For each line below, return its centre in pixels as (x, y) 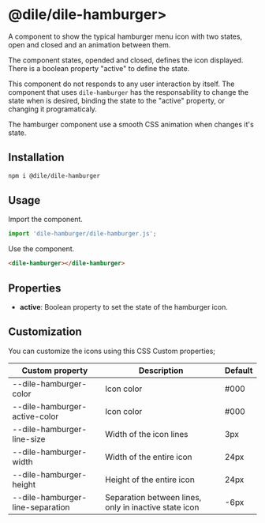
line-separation (41, 507)
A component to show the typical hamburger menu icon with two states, (125, 36)
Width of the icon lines (147, 434)
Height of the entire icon (150, 480)
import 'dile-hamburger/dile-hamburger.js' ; (82, 234)
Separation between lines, (153, 497)
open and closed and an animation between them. (90, 44)
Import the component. (45, 220)
